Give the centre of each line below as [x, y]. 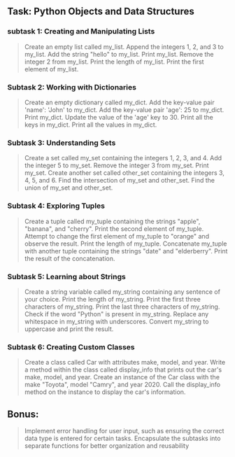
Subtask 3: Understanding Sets [62, 143]
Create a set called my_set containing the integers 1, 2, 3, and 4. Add [123, 158]
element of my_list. [51, 69]
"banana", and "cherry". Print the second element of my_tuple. [114, 229]
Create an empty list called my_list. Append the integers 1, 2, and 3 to [124, 47]
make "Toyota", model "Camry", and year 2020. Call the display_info [122, 385]
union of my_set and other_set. [69, 188]
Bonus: [23, 414]
